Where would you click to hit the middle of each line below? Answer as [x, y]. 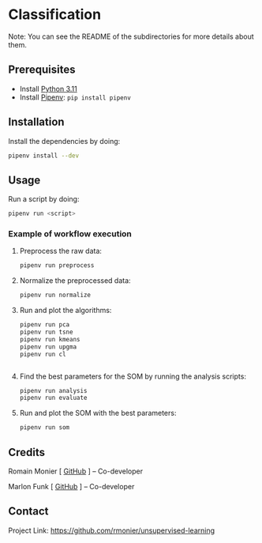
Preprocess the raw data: [61, 251]
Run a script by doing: [44, 199]
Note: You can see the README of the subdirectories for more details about [131, 36]
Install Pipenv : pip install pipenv [75, 97]
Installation [36, 122]
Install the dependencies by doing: [64, 141]
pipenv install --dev [44, 156]
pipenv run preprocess [57, 266]
